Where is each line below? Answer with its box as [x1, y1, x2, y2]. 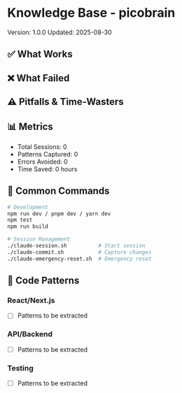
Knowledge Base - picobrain [7, 5, 176, 21]
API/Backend [7, 329, 53, 339]
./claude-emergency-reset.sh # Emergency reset [7, 255, 152, 262]
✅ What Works [7, 48, 73, 60]
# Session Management [7, 236, 71, 243]
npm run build [7, 223, 49, 230]
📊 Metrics [7, 120, 54, 132]
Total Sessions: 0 [17, 142, 68, 151]
